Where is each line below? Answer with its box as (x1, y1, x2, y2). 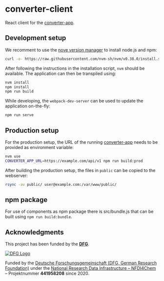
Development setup (5, 34, 66, 42)
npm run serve (5, 113, 34, 118)
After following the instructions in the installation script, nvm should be (5, 65, 145, 71)
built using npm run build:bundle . (5, 214, 72, 220)
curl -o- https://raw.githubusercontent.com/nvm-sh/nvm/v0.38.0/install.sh (5, 56, 163, 61)
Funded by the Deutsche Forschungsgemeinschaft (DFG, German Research (5, 260, 157, 266)
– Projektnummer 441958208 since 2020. (5, 271, 89, 277)
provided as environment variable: (5, 144, 74, 150)
